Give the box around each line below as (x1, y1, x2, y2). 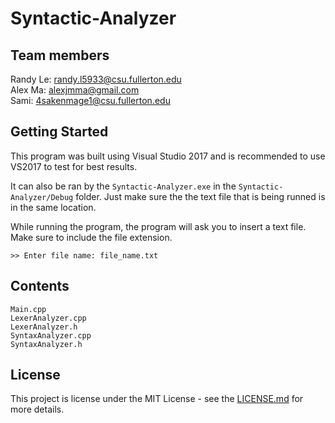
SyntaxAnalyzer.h (10, 339, 83, 349)
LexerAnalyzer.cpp (10, 313, 87, 323)
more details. (10, 403, 65, 416)
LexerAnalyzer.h (10, 322, 78, 332)
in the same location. (10, 201, 97, 213)
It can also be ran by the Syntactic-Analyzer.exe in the (10, 180, 237, 192)
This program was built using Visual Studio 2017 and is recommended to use (10, 150, 326, 162)
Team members (10, 47, 110, 64)
